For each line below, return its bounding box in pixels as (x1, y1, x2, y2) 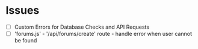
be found (14, 37, 37, 44)
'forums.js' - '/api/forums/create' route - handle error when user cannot (14, 30, 192, 37)
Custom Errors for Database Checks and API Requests (14, 23, 150, 30)
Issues (5, 4, 40, 17)
